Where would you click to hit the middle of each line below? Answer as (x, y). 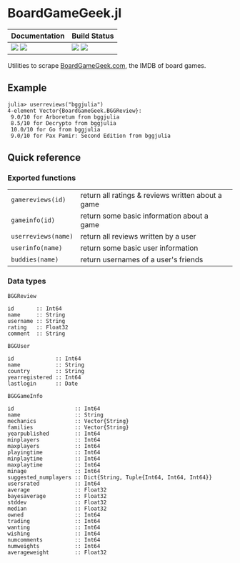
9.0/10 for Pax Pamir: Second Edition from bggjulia (91, 136)
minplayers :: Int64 (54, 440)
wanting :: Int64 (54, 527)
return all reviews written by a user (138, 236)
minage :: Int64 (54, 471)
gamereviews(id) (39, 200)
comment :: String (36, 334)
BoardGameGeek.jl (65, 13)
